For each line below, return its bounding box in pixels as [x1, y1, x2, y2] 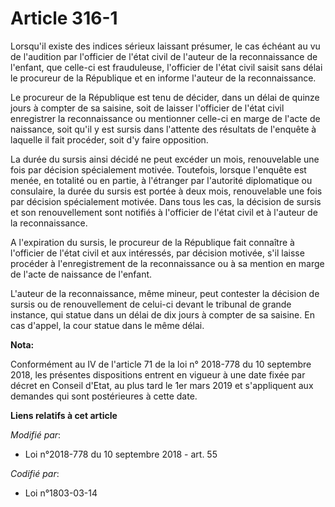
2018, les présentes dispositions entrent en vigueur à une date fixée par [10, 368, 306, 381]
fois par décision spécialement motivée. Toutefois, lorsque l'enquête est [10, 163, 307, 176]
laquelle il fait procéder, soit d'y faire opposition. [10, 133, 209, 146]
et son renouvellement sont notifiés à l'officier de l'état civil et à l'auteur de [10, 206, 318, 218]
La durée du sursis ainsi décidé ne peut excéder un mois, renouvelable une [10, 153, 320, 165]
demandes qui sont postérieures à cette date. [10, 390, 198, 402]
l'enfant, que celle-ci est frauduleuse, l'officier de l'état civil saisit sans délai [10, 61, 323, 73]
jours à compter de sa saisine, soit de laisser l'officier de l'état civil [10, 102, 285, 114]
